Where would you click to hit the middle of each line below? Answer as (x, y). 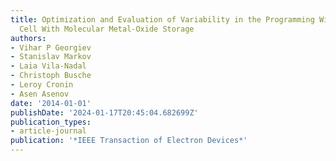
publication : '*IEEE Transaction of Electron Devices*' (129, 141)
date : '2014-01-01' (51, 103)
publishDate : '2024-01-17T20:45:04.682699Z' (104, 112)
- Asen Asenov (40, 94)
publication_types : (51, 122)
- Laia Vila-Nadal (48, 66)
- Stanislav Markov (51, 57)
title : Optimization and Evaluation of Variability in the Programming (162, 19)
